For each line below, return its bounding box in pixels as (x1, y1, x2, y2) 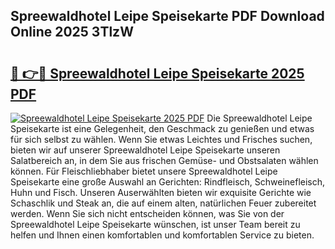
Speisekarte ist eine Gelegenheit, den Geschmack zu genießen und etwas (10, 123, 315, 134)
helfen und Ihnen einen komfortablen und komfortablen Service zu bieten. (10, 229, 315, 241)
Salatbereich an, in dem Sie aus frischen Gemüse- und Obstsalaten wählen (10, 155, 319, 166)
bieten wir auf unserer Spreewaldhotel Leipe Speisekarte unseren (10, 144, 281, 156)
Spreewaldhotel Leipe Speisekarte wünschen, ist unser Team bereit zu (10, 219, 301, 230)
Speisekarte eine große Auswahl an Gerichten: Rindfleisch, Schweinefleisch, (10, 176, 326, 188)
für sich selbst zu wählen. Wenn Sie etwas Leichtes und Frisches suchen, (10, 134, 313, 145)
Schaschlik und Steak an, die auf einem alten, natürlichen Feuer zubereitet (10, 197, 317, 209)
